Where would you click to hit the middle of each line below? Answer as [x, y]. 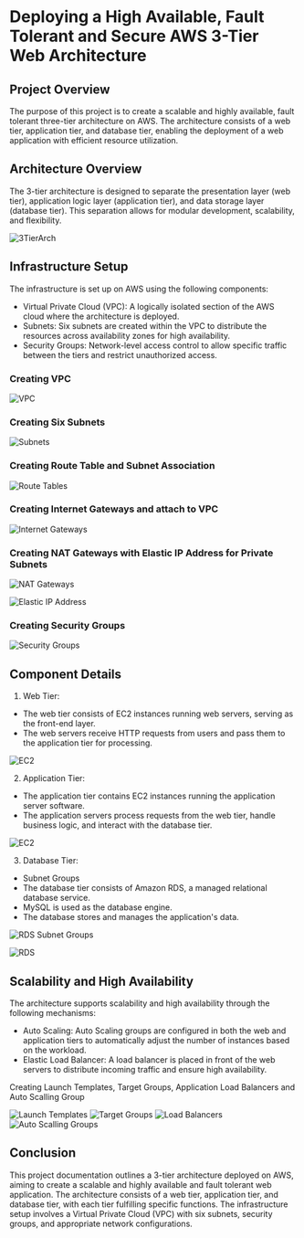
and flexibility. [36, 220]
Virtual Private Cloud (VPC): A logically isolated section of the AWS [148, 306]
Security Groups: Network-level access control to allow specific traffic [155, 345]
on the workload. [54, 1050]
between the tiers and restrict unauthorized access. [120, 354]
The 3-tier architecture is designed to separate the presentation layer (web [150, 191]
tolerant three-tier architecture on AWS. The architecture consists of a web [150, 121]
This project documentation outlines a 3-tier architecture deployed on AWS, [152, 1175]
